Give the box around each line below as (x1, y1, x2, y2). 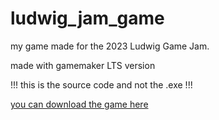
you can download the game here (10, 98, 149, 110)
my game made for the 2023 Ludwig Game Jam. (10, 40, 210, 52)
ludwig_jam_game (10, 7, 165, 30)
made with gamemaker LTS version (10, 59, 156, 71)
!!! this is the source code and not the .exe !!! (10, 78, 193, 91)
